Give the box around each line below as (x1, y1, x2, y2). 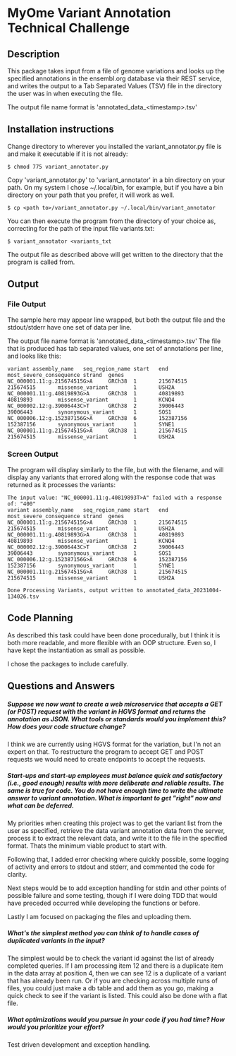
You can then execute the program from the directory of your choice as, (7, 217, 216, 225)
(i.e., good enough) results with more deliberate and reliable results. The (7, 779, 224, 787)
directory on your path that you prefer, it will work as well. (7, 191, 175, 199)
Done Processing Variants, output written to (7, 587, 143, 594)
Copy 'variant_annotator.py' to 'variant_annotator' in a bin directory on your (7, 175, 225, 184)
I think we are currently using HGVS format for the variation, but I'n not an (7, 740, 221, 748)
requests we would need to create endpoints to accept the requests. (7, 755, 206, 763)
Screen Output (7, 450, 58, 460)
